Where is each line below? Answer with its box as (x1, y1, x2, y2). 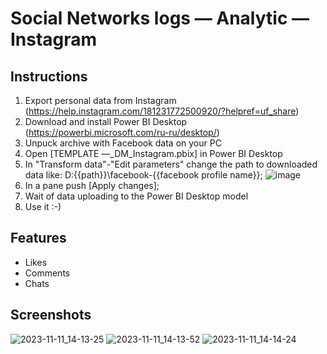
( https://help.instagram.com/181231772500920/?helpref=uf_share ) (24, 105, 300, 117)
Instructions (10, 68, 88, 85)
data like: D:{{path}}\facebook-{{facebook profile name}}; (24, 169, 263, 181)
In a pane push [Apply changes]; (24, 180, 160, 191)
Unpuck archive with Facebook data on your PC (24, 137, 222, 149)
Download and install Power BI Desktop (24, 116, 188, 127)
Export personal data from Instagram (24, 95, 177, 106)
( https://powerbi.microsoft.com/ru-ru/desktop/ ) (24, 127, 220, 138)
